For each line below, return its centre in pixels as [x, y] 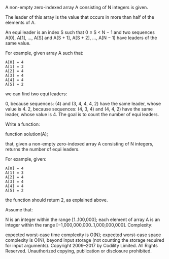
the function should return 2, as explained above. [57, 200]
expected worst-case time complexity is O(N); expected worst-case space [83, 235]
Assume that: [19, 210]
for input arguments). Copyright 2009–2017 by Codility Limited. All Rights [82, 246]
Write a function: [23, 124]
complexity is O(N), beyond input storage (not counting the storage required [85, 240]
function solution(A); [27, 134]
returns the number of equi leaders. [42, 149]
